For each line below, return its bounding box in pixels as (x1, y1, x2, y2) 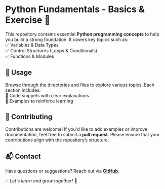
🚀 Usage (5, 68, 32, 77)
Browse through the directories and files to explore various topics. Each (5, 82, 154, 88)
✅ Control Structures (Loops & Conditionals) (5, 47, 98, 54)
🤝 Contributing (5, 112, 53, 121)
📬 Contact (5, 152, 41, 161)
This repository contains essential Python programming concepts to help (5, 31, 159, 37)
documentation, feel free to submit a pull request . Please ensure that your (5, 131, 160, 137)
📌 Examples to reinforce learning (5, 98, 73, 104)
